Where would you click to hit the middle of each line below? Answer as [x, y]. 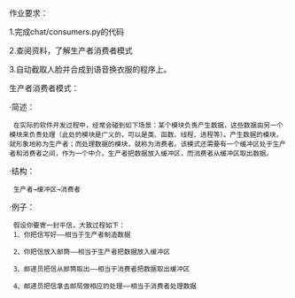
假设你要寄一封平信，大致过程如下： [69, 225]
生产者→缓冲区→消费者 [47, 189]
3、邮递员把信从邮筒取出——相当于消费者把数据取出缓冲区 [101, 269]
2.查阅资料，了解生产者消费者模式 [71, 50]
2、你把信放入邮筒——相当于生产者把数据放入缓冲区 [92, 252]
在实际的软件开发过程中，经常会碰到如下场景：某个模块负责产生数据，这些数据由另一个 [148, 126]
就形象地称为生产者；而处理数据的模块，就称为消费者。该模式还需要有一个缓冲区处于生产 [147, 144]
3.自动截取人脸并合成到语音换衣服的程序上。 [90, 69]
